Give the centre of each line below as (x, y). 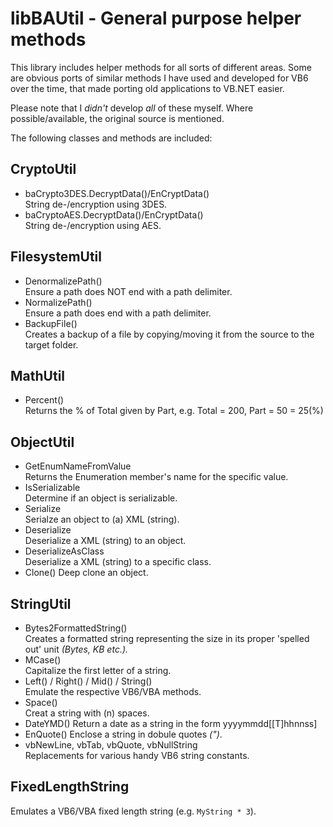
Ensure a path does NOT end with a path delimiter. (128, 291)
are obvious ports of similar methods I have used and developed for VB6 (159, 78)
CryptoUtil (43, 169)
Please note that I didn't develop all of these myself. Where (132, 108)
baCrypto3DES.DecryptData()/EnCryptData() (117, 193)
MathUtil (38, 375)
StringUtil (41, 603)
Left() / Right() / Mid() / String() (88, 681)
